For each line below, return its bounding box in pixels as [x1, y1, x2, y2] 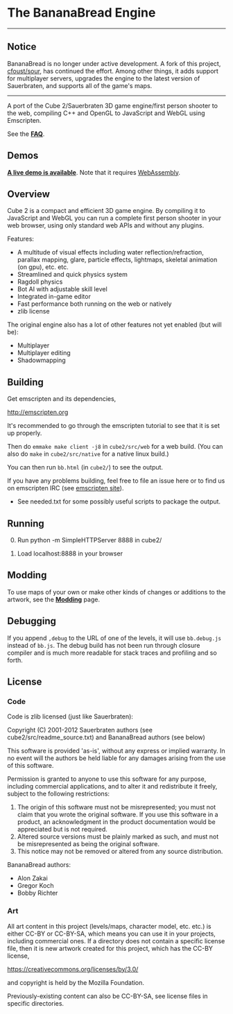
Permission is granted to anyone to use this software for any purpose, [7, 775, 207, 783]
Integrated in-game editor [17, 293, 92, 301]
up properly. [7, 429, 42, 438]
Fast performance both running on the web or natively [17, 300, 172, 308]
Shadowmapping [17, 356, 66, 365]
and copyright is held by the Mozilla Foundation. [7, 978, 144, 986]
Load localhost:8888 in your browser [17, 549, 123, 558]
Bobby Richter [17, 889, 58, 897]
